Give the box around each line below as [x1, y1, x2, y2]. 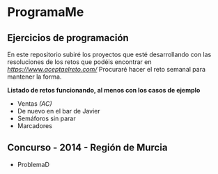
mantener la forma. [7, 72, 62, 81]
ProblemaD [17, 160, 50, 168]
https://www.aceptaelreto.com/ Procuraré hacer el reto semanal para [7, 65, 206, 73]
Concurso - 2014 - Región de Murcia [7, 142, 168, 154]
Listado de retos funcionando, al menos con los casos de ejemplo [7, 86, 201, 94]
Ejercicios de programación [7, 32, 129, 44]
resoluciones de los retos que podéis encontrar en [7, 58, 152, 66]
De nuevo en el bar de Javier [17, 107, 101, 115]
